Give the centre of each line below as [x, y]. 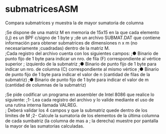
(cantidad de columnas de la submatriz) [46, 85]
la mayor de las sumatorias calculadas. [45, 126]
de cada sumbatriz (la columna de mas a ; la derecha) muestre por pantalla [82, 121]
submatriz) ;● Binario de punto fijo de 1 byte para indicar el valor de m [77, 80]
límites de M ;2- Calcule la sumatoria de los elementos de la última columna [82, 115]
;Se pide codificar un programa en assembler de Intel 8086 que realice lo [80, 94]
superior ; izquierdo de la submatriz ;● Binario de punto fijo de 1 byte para [81, 64]
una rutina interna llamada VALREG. [41, 105]
